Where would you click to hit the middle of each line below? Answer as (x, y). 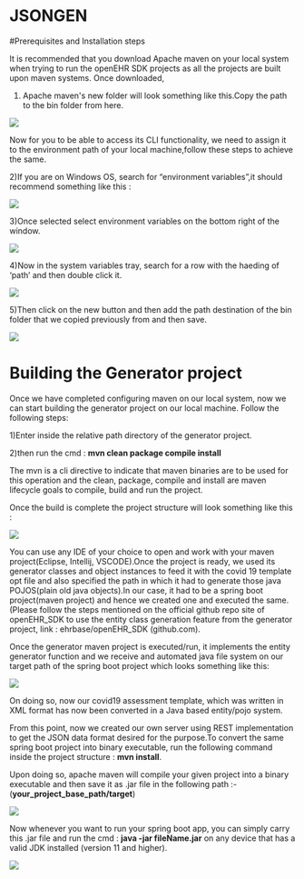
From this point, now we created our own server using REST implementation (152, 727)
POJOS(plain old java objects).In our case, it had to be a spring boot (136, 590)
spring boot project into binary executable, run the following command (141, 747)
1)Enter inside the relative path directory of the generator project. (131, 435)
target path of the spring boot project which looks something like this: (139, 665)
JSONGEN (49, 16)
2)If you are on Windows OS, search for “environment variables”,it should (146, 176)
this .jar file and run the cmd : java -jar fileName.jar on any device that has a (152, 838)
